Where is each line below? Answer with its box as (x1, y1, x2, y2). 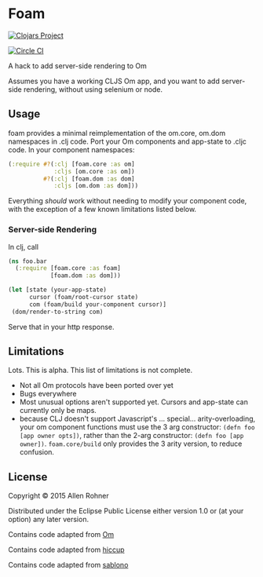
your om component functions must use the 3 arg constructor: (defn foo (19, 422, 255, 432)
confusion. (19, 447, 55, 457)
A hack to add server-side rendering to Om (8, 60, 148, 71)
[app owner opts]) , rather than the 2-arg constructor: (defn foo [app (19, 431, 244, 440)
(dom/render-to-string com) (11, 308, 104, 316)
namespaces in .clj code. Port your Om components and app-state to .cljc (8, 137, 247, 146)
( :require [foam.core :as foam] (15, 265, 122, 272)
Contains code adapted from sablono (8, 561, 129, 570)
